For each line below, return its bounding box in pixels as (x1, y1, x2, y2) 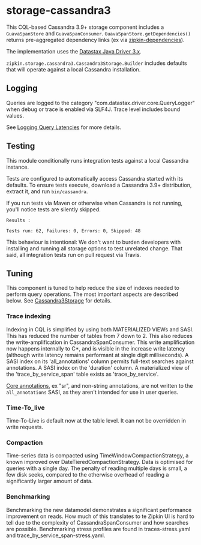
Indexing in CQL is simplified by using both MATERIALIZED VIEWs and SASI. (6, 325, 194, 333)
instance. (6, 163, 29, 170)
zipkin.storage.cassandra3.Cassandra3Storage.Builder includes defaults (6, 59, 187, 67)
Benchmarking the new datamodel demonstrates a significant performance (6, 506, 192, 513)
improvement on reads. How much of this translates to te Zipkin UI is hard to (6, 513, 195, 520)
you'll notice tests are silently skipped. (6, 205, 101, 213)
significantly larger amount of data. (6, 478, 93, 485)
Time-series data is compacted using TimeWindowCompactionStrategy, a (6, 452, 189, 459)
